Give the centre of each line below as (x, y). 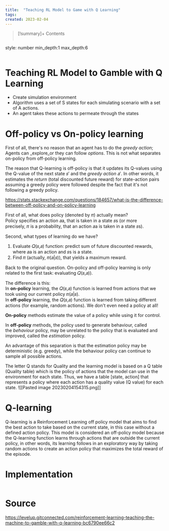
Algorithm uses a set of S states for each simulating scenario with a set (86, 103)
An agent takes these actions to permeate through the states (75, 114)
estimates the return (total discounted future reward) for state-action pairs (82, 179)
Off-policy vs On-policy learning (74, 134)
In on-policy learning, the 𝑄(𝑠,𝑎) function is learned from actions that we (81, 289)
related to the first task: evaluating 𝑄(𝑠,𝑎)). (49, 273)
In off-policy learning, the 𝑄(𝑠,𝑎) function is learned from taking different (81, 300)
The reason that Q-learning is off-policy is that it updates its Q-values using (84, 168)
